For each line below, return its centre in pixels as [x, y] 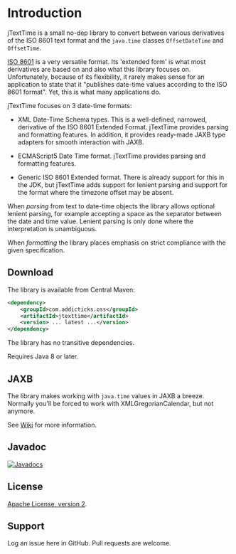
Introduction [45, 13]
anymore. [21, 411]
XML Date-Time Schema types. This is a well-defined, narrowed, [112, 119]
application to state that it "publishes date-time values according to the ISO [117, 84]
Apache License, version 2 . [47, 504]
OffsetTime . [24, 48]
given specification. [36, 250]
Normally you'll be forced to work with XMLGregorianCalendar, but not [111, 403]
